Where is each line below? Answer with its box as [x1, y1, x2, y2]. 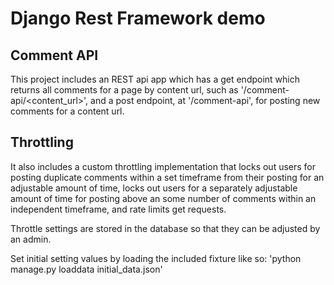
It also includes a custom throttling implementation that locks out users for [10, 160, 317, 172]
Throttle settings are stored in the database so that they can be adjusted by [10, 222, 321, 234]
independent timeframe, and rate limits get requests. [10, 203, 227, 215]
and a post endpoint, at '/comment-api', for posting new [90, 95, 321, 106]
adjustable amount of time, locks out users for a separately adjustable [10, 182, 298, 194]
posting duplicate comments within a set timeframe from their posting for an [10, 171, 325, 183]
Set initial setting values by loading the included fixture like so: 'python [10, 252, 302, 264]
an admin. [10, 233, 52, 245]
